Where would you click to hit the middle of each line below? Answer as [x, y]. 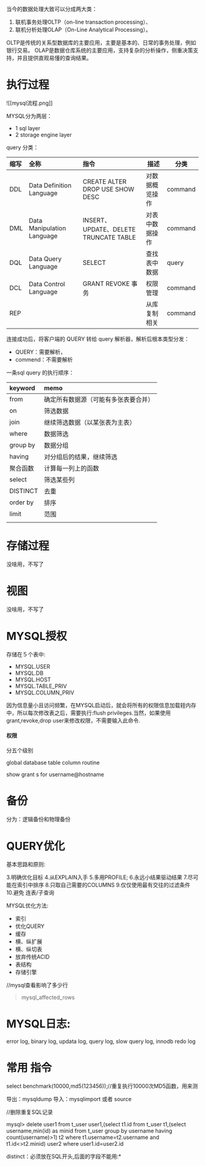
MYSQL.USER [33, 666]
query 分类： [23, 147]
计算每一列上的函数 [71, 468]
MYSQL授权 [37, 636]
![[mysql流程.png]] [30, 103]
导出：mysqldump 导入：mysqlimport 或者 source [69, 1099]
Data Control [47, 284]
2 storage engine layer [43, 135]
